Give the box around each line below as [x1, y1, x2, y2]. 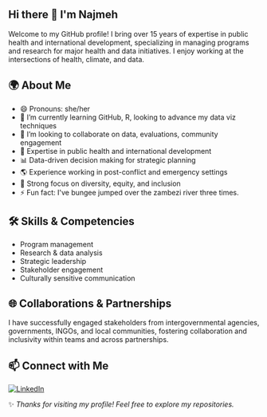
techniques [19, 120, 57, 130]
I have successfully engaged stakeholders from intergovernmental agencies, [8, 318, 260, 328]
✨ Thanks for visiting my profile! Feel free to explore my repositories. [8, 399, 234, 409]
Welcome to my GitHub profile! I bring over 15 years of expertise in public [8, 29, 249, 38]
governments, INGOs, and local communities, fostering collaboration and [8, 326, 247, 336]
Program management [19, 240, 94, 250]
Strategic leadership [19, 257, 87, 266]
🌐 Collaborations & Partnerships [8, 297, 172, 310]
